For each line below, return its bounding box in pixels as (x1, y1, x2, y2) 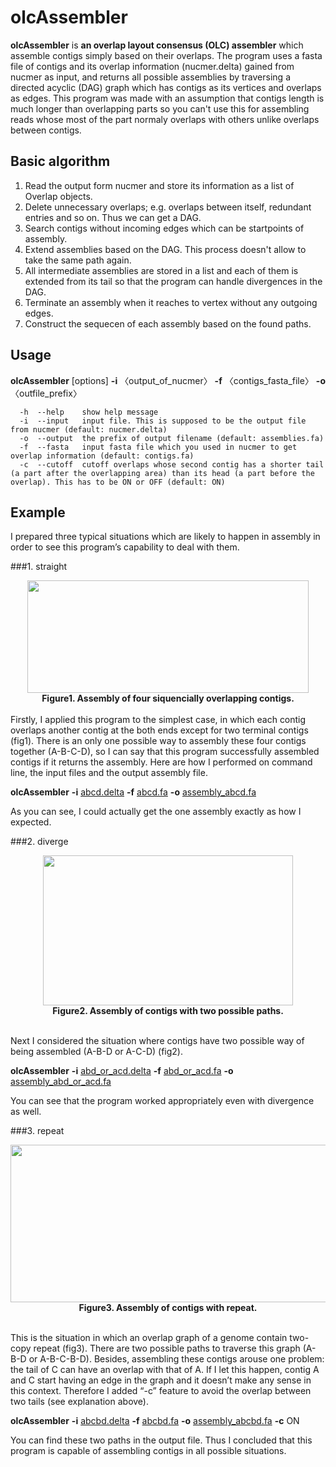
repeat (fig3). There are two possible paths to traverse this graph (33, 1342, 301, 1355)
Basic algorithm (10, 153, 111, 170)
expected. (10, 816, 52, 828)
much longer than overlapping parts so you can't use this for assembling (10, 102, 310, 115)
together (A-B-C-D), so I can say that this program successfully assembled (10, 746, 320, 758)
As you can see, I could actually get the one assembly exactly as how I (10, 806, 302, 818)
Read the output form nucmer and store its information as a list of (24, 179, 295, 191)
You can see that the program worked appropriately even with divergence (10, 1095, 315, 1107)
